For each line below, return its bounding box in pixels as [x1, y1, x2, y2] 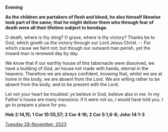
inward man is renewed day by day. [5, 50, 79, 56]
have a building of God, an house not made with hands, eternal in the [5, 65, 149, 71]
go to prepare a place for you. [5, 102, 67, 107]
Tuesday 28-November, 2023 [5, 121, 67, 127]
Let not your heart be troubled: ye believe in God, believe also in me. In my [5, 91, 160, 97]
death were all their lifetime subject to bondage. [5, 25, 108, 31]
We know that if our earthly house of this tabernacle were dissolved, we [5, 60, 155, 66]
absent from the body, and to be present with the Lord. [5, 81, 120, 87]
